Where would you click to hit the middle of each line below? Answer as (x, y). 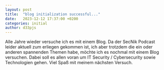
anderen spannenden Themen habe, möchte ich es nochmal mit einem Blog (82, 52)
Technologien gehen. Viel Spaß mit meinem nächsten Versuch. (69, 63)
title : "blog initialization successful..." (53, 14)
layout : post (19, 10)
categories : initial (26, 23)
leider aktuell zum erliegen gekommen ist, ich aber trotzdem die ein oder (79, 47)
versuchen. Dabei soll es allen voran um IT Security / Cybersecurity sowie (80, 57)
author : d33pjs (21, 28)
